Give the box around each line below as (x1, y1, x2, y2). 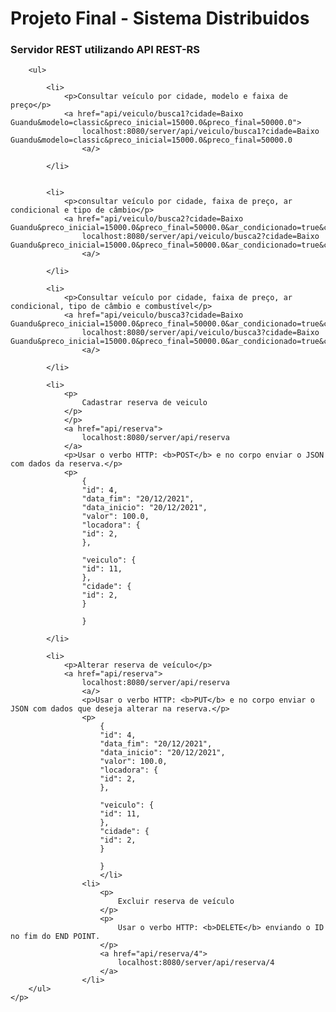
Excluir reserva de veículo (117, 897, 235, 907)
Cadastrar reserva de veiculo (81, 398, 208, 408)
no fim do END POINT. (10, 932, 101, 942)
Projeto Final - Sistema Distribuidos (10, 7, 310, 30)
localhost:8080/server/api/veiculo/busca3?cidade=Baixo (81, 328, 320, 338)
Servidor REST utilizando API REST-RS (10, 43, 201, 57)
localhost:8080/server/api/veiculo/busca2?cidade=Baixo (81, 232, 320, 242)
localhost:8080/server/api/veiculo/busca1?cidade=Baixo (81, 127, 320, 137)
